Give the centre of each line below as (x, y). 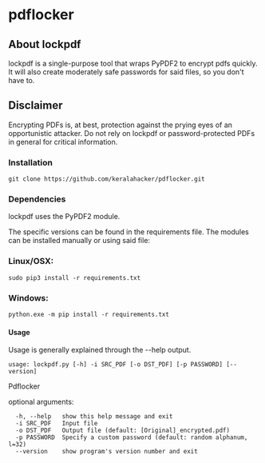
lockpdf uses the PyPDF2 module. (64, 217)
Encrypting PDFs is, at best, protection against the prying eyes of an (121, 125)
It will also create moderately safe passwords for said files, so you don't (127, 72)
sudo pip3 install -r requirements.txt (75, 277)
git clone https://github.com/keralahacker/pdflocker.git (107, 179)
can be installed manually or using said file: (79, 241)
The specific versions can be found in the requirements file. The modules (129, 232)
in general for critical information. (63, 142)
